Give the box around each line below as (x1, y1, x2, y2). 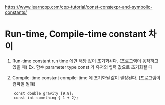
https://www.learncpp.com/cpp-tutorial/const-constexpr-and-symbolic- (5, 4, 153, 10)
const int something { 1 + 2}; (14, 95, 79, 100)
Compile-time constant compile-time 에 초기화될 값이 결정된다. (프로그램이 (12, 74, 161, 81)
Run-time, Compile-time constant (5, 28, 147, 40)
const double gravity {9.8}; (14, 91, 74, 96)
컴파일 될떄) (12, 81, 36, 87)
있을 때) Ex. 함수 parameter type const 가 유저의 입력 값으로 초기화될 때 (12, 64, 153, 70)
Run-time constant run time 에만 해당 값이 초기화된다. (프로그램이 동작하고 (12, 58, 159, 64)
